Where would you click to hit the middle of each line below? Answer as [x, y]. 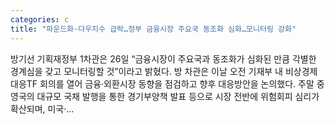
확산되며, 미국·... [42, 108]
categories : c [40, 19]
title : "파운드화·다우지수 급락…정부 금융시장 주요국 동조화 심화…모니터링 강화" [153, 29]
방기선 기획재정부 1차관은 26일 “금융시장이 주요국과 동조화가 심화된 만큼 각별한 [163, 58]
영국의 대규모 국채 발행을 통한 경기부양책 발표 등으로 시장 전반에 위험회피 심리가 [165, 96]
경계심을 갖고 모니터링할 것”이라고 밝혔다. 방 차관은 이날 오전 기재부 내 [146, 71]
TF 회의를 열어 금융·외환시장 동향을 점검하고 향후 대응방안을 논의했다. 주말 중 [175, 83]
